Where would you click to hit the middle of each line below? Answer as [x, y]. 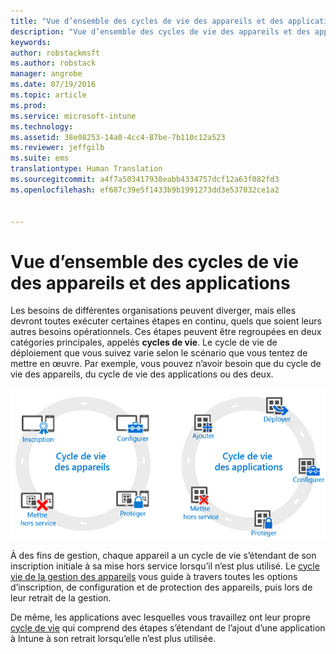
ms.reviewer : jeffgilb [57, 148]
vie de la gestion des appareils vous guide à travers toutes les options [154, 576]
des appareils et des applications [150, 282]
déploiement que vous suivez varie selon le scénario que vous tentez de [159, 353]
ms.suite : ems [40, 158]
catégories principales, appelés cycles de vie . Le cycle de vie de [144, 342]
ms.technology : [42, 126]
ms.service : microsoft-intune [73, 116]
